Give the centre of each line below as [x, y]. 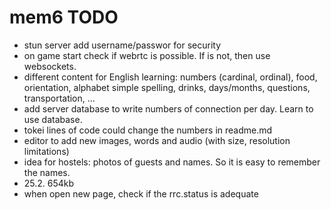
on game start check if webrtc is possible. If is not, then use [147, 55]
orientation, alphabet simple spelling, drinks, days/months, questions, [167, 87]
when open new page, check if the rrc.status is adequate [141, 193]
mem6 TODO [64, 17]
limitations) [46, 151]
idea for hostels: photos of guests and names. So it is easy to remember [172, 162]
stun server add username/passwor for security [122, 45]
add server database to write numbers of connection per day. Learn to [168, 108]
